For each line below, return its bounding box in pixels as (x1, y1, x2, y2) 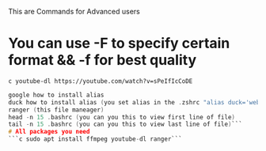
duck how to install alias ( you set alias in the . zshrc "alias (8, 98, 225, 106)
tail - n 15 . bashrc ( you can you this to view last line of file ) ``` (8, 120, 243, 129)
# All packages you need (8, 128, 90, 136)
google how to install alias (8, 91, 104, 99)
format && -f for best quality (8, 51, 197, 70)
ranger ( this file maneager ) (8, 106, 104, 114)
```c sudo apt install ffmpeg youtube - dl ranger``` (8, 135, 182, 143)
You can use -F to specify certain (8, 35, 230, 52)
